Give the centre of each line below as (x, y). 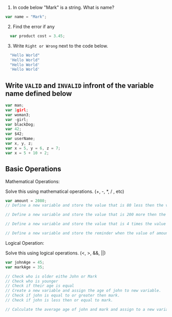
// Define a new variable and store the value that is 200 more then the (86, 215)
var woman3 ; (18, 115)
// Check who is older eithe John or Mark (51, 276)
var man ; (15, 105)
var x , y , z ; (19, 144)
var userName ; (20, 139)
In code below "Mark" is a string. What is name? (63, 7)
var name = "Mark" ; (26, 17)
